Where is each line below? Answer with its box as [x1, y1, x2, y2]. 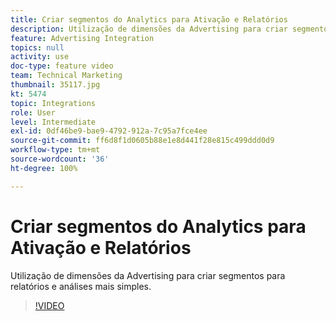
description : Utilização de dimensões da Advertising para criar [10, 24, 288, 34]
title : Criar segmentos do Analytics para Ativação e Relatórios [10, 14, 288, 25]
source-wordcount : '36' [10, 154, 110, 164]
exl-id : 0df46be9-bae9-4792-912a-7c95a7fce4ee [10, 126, 208, 136]
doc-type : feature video [10, 61, 114, 71]
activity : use [10, 52, 70, 62]
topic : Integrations [10, 98, 97, 108]
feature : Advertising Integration [10, 33, 155, 43]
